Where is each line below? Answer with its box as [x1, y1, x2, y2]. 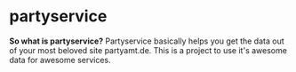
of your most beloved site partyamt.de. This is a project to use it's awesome [9, 44, 287, 55]
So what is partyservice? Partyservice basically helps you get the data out [9, 36, 284, 46]
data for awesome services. [9, 54, 111, 65]
